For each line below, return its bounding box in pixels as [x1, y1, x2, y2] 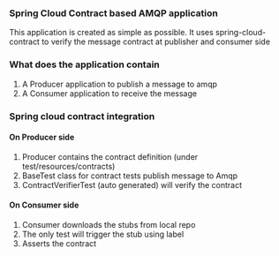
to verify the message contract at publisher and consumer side [41, 36, 271, 47]
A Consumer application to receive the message [21, 87, 197, 99]
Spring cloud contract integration [9, 109, 155, 122]
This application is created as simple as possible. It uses [9, 27, 214, 38]
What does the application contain [9, 58, 161, 71]
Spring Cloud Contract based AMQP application [9, 7, 218, 19]
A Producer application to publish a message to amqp [21, 79, 218, 89]
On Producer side [9, 132, 75, 143]
